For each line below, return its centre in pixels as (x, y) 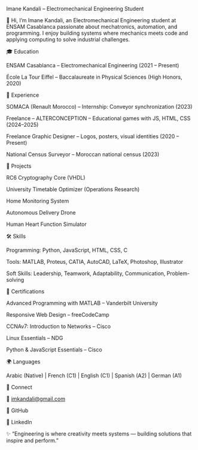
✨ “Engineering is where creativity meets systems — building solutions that (99, 434)
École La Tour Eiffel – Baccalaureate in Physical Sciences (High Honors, (94, 77)
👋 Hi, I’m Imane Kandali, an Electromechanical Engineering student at (91, 20)
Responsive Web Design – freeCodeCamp (58, 315)
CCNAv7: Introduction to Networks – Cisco (59, 326)
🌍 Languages (23, 362)
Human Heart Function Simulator (46, 224)
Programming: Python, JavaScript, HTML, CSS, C (67, 250)
